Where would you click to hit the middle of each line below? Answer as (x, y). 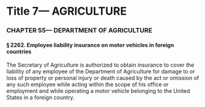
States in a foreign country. (40, 98)
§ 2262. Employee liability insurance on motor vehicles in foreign (90, 45)
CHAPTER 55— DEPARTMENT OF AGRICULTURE (80, 31)
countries (19, 51)
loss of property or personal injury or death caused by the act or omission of (103, 78)
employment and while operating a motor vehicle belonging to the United (98, 91)
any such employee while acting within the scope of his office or (88, 84)
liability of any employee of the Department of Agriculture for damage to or (101, 72)
